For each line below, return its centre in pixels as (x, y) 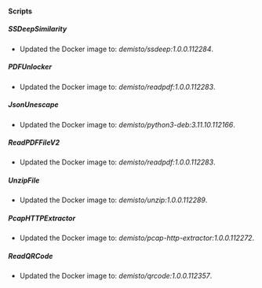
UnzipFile (24, 180)
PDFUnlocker (30, 67)
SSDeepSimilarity (38, 29)
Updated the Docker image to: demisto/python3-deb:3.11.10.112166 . (127, 124)
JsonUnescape (33, 105)
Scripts (20, 11)
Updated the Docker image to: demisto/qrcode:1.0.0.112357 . (116, 276)
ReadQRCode (31, 256)
